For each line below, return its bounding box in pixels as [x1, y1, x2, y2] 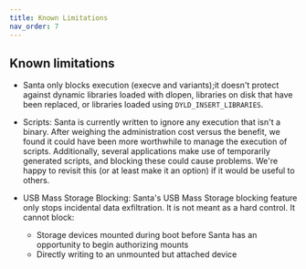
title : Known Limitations [9, 13, 108, 23]
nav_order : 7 [9, 22, 59, 31]
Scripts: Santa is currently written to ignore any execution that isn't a [22, 117, 281, 128]
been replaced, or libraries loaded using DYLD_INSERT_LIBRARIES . [22, 99, 264, 110]
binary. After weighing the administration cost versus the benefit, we [22, 127, 280, 138]
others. [22, 175, 50, 186]
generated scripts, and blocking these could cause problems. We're [22, 156, 279, 167]
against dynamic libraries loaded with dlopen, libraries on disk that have [22, 89, 293, 100]
